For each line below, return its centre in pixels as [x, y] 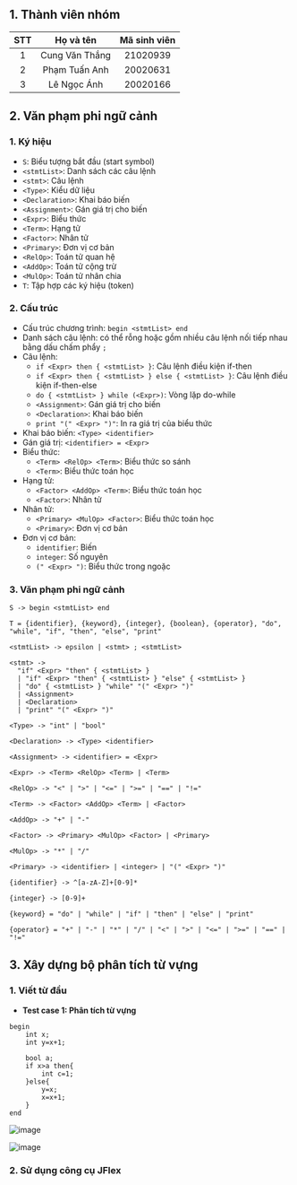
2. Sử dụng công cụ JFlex [65, 1170]
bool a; [39, 1058]
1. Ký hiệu [30, 142]
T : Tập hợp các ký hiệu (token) [78, 285]
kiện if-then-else [66, 385]
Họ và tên [76, 39]
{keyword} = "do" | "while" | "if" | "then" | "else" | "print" [132, 914]
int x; [38, 1034]
